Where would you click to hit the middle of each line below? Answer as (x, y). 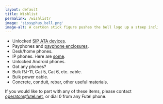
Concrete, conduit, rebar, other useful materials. (60, 82)
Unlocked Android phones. (39, 62)
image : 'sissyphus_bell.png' (34, 23)
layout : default (21, 9)
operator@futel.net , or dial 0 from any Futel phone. (56, 96)
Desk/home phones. (32, 52)
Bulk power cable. (30, 77)
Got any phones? (29, 67)
